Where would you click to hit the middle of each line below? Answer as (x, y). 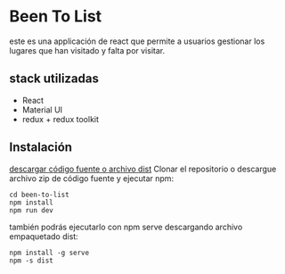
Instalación (41, 148)
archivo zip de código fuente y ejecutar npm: (92, 178)
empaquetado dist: (44, 236)
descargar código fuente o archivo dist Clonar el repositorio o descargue (143, 169)
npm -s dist (31, 261)
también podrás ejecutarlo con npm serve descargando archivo (126, 227)
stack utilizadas (54, 79)
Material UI (42, 110)
